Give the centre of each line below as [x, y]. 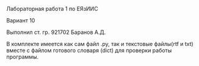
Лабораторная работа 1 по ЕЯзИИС [52, 9]
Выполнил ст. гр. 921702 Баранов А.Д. [56, 32]
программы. [22, 57]
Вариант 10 [21, 20]
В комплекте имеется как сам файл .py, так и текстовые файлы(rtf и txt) [100, 44]
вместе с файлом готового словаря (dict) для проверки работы [89, 50]
